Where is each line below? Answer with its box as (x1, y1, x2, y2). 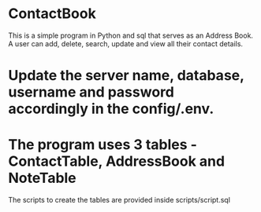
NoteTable (8, 170, 76, 187)
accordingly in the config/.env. (8, 100, 214, 118)
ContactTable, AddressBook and (8, 152, 226, 170)
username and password (8, 83, 175, 101)
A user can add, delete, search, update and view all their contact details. (8, 38, 243, 48)
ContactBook (8, 5, 96, 23)
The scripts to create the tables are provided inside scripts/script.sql (8, 196, 231, 205)
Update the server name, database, (8, 67, 244, 85)
